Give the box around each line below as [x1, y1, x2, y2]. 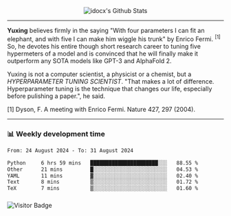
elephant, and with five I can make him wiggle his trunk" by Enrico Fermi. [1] [7, 34, 221, 43]
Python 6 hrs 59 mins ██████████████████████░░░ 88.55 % [7, 159, 198, 167]
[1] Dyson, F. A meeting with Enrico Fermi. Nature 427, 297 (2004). [7, 105, 196, 113]
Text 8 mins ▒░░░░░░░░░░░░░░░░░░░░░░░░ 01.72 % [7, 178, 198, 186]
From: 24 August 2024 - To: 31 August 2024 [7, 147, 134, 154]
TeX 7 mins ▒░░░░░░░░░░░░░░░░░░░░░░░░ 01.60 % [7, 185, 198, 192]
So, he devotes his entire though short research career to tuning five [7, 42, 201, 50]
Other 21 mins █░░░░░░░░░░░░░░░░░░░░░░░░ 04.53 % [7, 166, 198, 173]
